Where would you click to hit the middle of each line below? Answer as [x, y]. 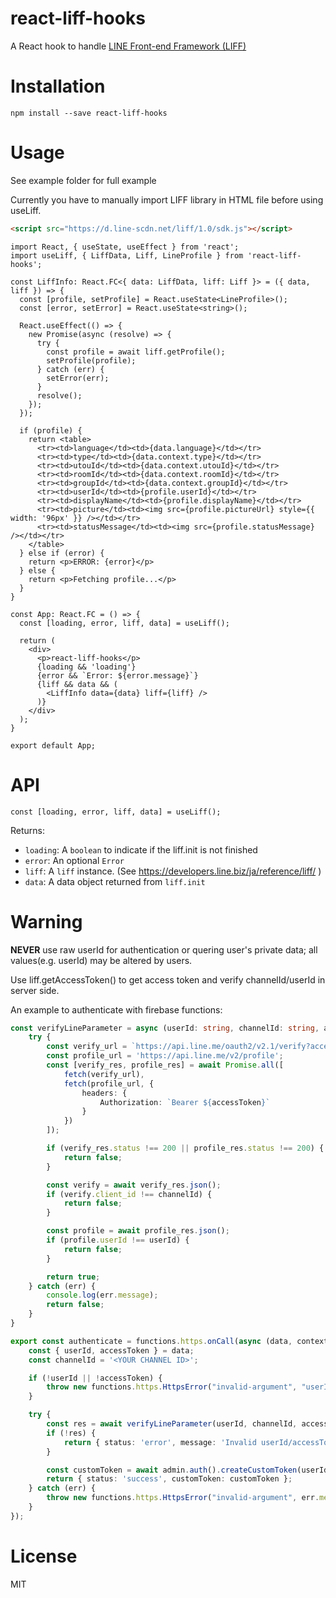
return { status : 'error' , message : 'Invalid [160, 1442]
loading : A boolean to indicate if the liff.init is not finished [141, 849]
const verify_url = [87, 1047]
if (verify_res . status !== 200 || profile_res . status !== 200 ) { [185, 1148]
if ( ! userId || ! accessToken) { [95, 1378]
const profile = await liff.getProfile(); [136, 352]
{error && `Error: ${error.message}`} [117, 675]
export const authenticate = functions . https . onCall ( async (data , [151, 1341]
